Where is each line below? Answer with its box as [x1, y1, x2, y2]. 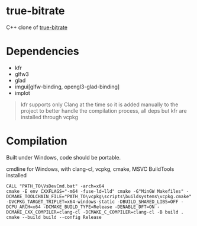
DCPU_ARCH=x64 [6, 203, 41, 210]
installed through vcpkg [20, 113, 79, 120]
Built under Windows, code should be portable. [6, 154, 121, 161]
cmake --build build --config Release [6, 214, 102, 220]
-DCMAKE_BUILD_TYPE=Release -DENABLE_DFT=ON [43, 203, 155, 210]
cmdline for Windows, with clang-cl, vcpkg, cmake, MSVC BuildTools [6, 165, 175, 173]
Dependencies [6, 44, 79, 58]
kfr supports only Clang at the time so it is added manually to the [20, 101, 179, 108]
